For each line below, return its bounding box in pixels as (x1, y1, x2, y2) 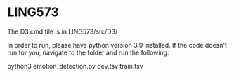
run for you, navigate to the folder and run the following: (7, 48, 169, 57)
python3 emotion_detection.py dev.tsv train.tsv (7, 62, 143, 70)
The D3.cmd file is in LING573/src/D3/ (7, 27, 118, 36)
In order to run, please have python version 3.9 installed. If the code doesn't (7, 41, 227, 49)
